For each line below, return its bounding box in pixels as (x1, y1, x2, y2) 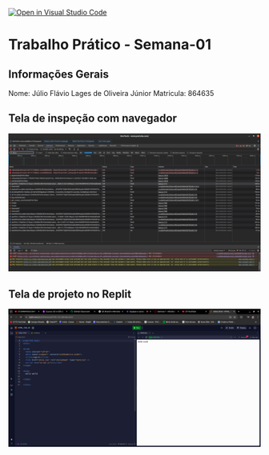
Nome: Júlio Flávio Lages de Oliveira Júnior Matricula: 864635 (8, 89, 215, 98)
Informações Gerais (8, 67, 110, 81)
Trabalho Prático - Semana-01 (8, 36, 212, 54)
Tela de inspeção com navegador (8, 112, 178, 126)
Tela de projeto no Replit (8, 287, 132, 301)
